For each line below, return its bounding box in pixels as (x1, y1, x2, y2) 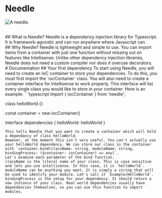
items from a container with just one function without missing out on (5, 49, 142, 55)
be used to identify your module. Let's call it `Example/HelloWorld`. (5, 172, 154, 177)
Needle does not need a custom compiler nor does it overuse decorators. (5, 60, 153, 66)
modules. (5, 189, 23, 194)
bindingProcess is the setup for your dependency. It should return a (5, 176, 152, 181)
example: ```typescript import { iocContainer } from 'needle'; (5, 91, 126, 97)
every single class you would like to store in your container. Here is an (5, 86, 145, 92)
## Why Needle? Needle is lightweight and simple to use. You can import (5, 44, 152, 50)
